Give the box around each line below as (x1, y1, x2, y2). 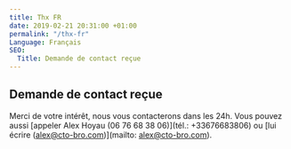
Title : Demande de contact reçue (17, 54, 141, 63)
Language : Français (9, 37, 82, 47)
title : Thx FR (9, 12, 62, 22)
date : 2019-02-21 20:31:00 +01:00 (9, 21, 138, 30)
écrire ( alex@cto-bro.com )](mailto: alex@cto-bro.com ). (9, 129, 213, 140)
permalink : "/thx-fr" (9, 29, 90, 38)
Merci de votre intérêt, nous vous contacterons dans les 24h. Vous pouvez (9, 110, 283, 121)
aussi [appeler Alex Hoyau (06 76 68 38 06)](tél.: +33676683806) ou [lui (9, 120, 277, 130)
